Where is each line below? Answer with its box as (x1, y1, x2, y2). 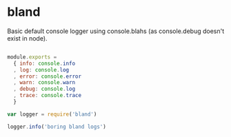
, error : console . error (13, 73, 81, 80)
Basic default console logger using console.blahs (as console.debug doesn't (7, 27, 225, 35)
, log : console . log (13, 66, 70, 73)
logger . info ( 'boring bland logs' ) (7, 123, 107, 130)
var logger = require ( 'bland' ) (7, 111, 97, 118)
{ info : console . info (13, 60, 76, 67)
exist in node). (7, 34, 48, 42)
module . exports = (7, 53, 57, 61)
